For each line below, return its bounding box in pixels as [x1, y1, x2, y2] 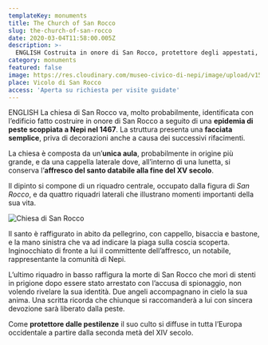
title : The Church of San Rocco [8, 19, 116, 27]
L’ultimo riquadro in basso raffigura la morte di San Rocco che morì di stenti [8, 270, 257, 280]
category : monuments [8, 57, 77, 65]
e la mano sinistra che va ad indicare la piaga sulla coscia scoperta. [8, 237, 230, 248]
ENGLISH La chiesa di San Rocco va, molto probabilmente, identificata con [8, 108, 254, 117]
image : [8, 71, 30, 79]
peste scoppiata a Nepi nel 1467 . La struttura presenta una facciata [8, 125, 233, 134]
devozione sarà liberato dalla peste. [8, 304, 125, 314]
